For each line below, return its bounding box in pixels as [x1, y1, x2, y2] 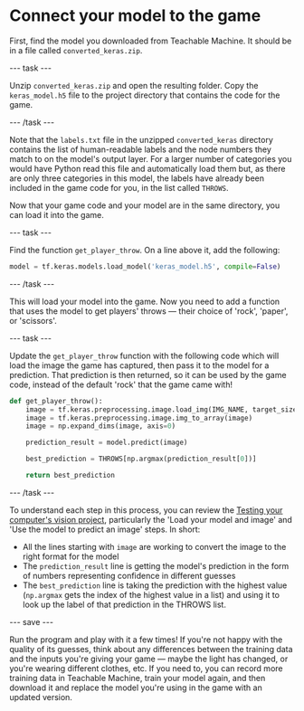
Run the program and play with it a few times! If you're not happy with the [9, 634, 283, 645]
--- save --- [9, 616, 54, 627]
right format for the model [22, 551, 119, 562]
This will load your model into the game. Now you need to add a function [9, 296, 280, 307]
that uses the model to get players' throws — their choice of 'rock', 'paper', [9, 305, 289, 317]
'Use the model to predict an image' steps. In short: [9, 524, 201, 535]
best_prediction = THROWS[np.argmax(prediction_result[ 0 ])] [25, 454, 257, 464]
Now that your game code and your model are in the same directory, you [9, 200, 280, 211]
